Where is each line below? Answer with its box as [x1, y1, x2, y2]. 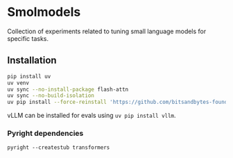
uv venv [7, 79, 30, 87]
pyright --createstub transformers [7, 144, 110, 151]
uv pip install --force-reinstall [7, 98, 107, 106]
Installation [7, 55, 57, 67]
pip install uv [7, 73, 51, 80]
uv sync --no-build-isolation [7, 92, 95, 99]
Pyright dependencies [7, 129, 84, 139]
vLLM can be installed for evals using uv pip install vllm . [7, 112, 176, 120]
